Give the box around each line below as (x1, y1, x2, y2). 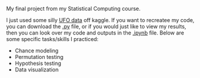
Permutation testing (14, 54, 64, 60)
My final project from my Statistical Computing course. (6, 5, 141, 12)
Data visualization (14, 66, 59, 73)
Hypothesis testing (14, 60, 61, 67)
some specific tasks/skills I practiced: (6, 36, 99, 42)
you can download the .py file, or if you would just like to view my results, (6, 23, 186, 30)
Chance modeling (14, 47, 59, 54)
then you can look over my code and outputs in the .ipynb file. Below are (6, 29, 184, 36)
